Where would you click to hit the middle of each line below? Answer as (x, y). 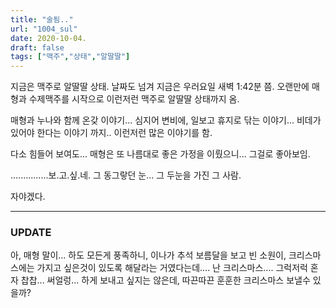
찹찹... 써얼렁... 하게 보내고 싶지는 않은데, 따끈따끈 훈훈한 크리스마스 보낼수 (165, 280)
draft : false (37, 47)
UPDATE (31, 233)
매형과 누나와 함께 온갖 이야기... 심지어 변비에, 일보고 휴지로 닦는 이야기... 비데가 (166, 120)
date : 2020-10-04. (48, 38)
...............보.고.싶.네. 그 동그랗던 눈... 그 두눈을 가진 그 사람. (126, 175)
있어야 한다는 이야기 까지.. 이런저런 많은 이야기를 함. (111, 133)
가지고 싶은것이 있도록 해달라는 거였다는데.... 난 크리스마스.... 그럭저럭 (172, 268)
